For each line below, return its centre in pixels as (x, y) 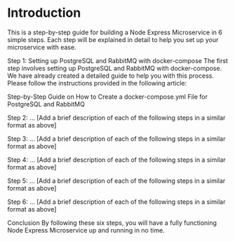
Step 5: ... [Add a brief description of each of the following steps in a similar (116, 181)
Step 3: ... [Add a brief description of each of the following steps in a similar (116, 139)
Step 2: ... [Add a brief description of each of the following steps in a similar (116, 118)
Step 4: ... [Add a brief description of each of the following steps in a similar (116, 160)
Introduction (44, 13)
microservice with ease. (42, 47)
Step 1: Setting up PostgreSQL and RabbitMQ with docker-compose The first (117, 60)
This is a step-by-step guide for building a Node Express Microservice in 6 (115, 32)
